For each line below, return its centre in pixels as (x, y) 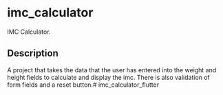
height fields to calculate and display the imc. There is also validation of (108, 77)
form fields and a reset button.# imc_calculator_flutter (83, 85)
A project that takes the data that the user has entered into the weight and (112, 70)
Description (33, 53)
